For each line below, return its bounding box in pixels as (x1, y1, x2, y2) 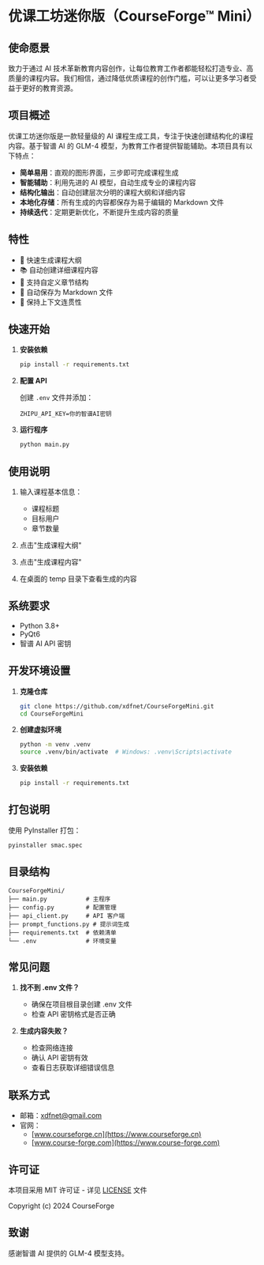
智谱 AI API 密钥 (19, 638, 72, 648)
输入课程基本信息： (19, 487, 83, 497)
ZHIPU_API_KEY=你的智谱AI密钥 (19, 410, 112, 418)
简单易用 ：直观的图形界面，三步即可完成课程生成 (19, 168, 179, 177)
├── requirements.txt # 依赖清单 (8, 928, 117, 937)
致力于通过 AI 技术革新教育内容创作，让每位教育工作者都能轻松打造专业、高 (8, 64, 254, 73)
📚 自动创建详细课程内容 (19, 265, 99, 274)
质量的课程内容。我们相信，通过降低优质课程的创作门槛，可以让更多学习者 (8, 74, 250, 83)
